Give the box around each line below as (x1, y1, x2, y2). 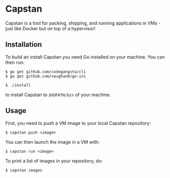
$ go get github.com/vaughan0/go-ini (5, 74, 86, 79)
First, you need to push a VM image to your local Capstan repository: (5, 120, 151, 126)
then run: (5, 59, 25, 65)
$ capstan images (5, 167, 43, 173)
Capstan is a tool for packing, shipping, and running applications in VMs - (5, 20, 161, 26)
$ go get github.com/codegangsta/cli (5, 69, 86, 74)
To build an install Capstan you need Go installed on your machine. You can (5, 54, 165, 60)
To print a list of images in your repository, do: (5, 158, 103, 164)
